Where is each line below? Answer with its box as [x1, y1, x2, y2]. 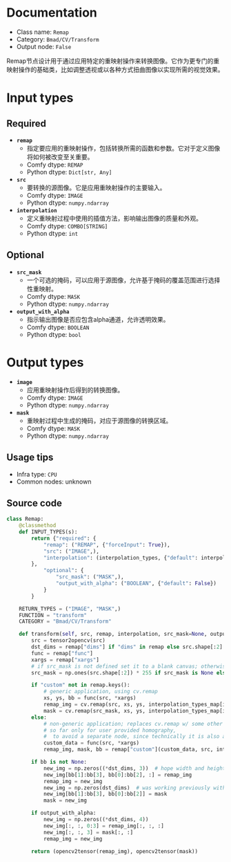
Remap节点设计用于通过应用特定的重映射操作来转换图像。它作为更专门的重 [6, 57, 220, 65]
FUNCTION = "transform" [19, 612, 88, 618]
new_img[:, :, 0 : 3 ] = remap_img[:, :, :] [43, 822, 165, 829]
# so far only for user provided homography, [43, 726, 177, 734]
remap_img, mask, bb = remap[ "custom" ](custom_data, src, [43, 746, 214, 753]
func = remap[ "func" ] [31, 650, 94, 657]
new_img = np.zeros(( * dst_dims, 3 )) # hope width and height [43, 764, 226, 772]
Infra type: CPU [16, 470, 57, 478]
